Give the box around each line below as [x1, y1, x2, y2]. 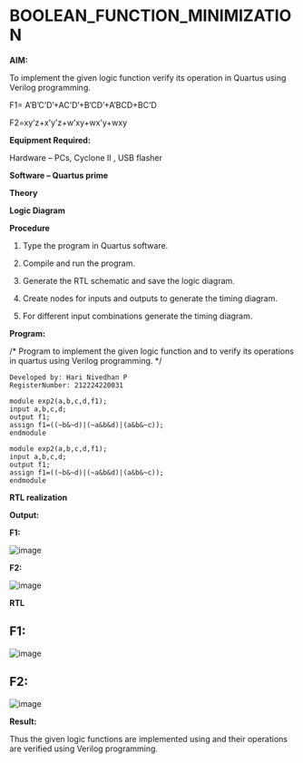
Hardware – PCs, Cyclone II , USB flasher [9, 152, 163, 163]
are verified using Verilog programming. [9, 743, 159, 754]
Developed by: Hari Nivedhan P [9, 373, 128, 382]
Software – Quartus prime [9, 170, 109, 181]
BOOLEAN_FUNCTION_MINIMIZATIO [9, 5, 292, 26]
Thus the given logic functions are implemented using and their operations [9, 733, 288, 744]
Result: [9, 716, 37, 727]
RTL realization [9, 492, 68, 503]
